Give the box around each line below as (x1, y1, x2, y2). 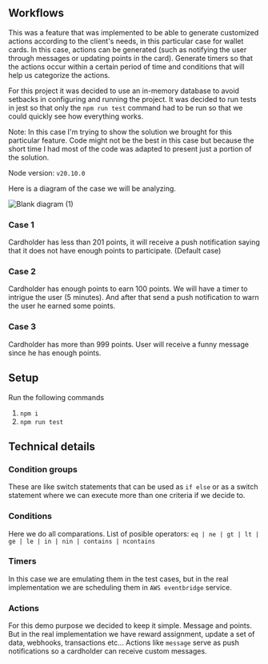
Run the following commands (8, 392, 105, 402)
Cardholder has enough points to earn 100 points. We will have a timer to (8, 284, 248, 294)
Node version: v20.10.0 (8, 168, 86, 177)
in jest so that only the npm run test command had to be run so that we (8, 103, 243, 112)
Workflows (8, 6, 64, 20)
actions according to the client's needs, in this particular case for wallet (8, 36, 244, 46)
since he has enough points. (8, 348, 102, 358)
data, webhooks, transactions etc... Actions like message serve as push (8, 638, 240, 648)
